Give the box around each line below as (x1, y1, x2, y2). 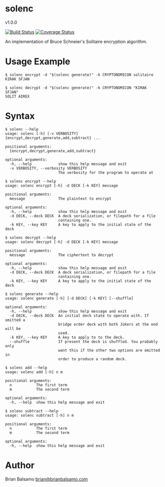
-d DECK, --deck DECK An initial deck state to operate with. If (9, 313, 149, 318)
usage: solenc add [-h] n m (5, 370, 63, 375)
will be (5, 326, 21, 331)
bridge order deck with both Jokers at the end (58, 322, 158, 327)
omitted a (5, 318, 26, 323)
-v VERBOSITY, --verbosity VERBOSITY (9, 165, 87, 171)
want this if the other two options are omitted (58, 348, 161, 353)
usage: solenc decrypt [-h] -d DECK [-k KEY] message (5, 239, 119, 244)
